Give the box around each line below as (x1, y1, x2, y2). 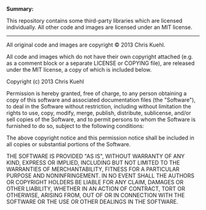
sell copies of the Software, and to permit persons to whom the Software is (6, 116, 196, 123)
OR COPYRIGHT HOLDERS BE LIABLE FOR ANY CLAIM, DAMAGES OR (6, 179, 184, 186)
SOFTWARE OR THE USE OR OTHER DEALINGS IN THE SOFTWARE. (6, 198, 178, 205)
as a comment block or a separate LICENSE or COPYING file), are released (6, 59, 195, 67)
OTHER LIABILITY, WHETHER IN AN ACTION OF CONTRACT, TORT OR (6, 185, 185, 192)
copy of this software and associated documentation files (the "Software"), (6, 96, 196, 103)
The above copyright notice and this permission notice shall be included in (6, 134, 194, 141)
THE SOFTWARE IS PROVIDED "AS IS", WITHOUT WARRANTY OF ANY (6, 152, 185, 160)
